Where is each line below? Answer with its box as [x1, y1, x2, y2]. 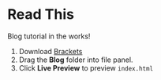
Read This [7, 5, 74, 24]
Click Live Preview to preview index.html [18, 63, 154, 72]
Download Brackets [18, 46, 83, 56]
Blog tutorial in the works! [7, 31, 91, 41]
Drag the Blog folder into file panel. [18, 55, 133, 64]
